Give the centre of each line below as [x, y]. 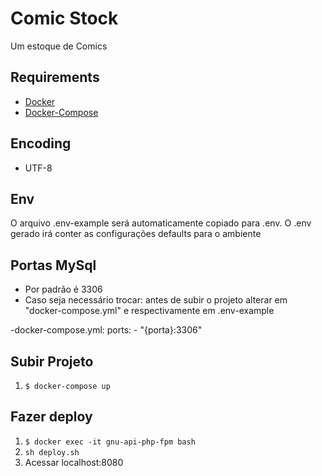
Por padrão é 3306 [63, 289]
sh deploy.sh [52, 452]
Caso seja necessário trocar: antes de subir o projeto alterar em [156, 300]
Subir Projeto [52, 361]
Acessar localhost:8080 [74, 462]
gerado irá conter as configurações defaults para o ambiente [136, 234]
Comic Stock [64, 18]
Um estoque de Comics [59, 46]
